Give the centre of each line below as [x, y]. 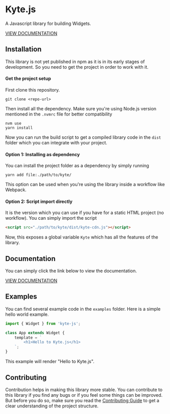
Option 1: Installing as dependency [42, 154]
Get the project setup [28, 79]
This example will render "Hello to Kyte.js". [50, 362]
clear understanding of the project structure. [52, 406]
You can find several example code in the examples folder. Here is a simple [83, 309]
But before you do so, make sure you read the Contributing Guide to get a [82, 400]
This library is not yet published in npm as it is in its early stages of [75, 62]
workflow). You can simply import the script [51, 218]
